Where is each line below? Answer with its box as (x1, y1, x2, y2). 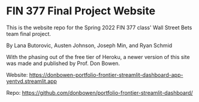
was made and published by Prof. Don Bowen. (6, 60, 120, 67)
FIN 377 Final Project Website (6, 4, 156, 18)
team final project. (6, 30, 52, 37)
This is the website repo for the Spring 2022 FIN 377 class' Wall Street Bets (6, 24, 192, 31)
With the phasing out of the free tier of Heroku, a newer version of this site (6, 53, 190, 60)
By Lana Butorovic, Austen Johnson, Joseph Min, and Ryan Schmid (6, 42, 173, 49)
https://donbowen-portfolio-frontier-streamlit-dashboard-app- (29, 71, 183, 78)
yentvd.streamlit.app (6, 78, 57, 85)
